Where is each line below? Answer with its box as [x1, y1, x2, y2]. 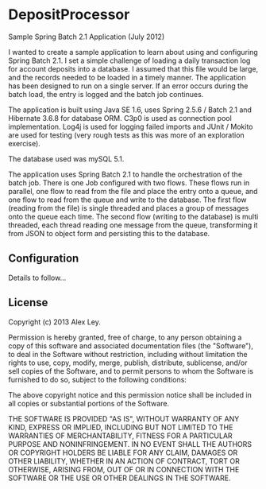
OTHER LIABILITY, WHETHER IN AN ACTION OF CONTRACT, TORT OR [8, 456, 240, 466]
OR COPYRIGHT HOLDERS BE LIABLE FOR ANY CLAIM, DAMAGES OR [8, 448, 238, 457]
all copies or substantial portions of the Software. [8, 398, 169, 408]
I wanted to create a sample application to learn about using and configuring [8, 47, 258, 56]
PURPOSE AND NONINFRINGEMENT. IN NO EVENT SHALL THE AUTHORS [8, 439, 253, 448]
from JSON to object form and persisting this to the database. [8, 228, 210, 238]
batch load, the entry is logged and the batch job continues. [8, 89, 204, 99]
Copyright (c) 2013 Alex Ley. [8, 316, 102, 327]
